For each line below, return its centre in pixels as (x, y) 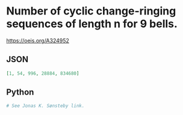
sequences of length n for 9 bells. (92, 24)
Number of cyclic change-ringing (91, 11)
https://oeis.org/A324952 (38, 40)
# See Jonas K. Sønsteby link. (45, 106)
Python (20, 92)
